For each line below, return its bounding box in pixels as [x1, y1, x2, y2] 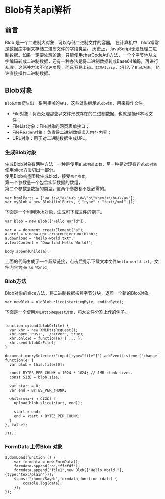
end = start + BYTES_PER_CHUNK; [14, 414, 80, 419]
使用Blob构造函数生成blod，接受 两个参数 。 [5, 173, 90, 179]
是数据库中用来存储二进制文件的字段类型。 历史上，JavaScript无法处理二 [5, 46, 153, 52]
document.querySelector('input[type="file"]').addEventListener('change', [5, 353, 162, 359]
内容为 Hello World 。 [9, 265, 51, 270]
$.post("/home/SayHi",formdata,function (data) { [14, 476, 118, 481]
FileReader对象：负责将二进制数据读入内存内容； [12, 129, 111, 135]
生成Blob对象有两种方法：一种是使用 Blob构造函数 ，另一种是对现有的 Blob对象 [5, 161, 157, 167]
